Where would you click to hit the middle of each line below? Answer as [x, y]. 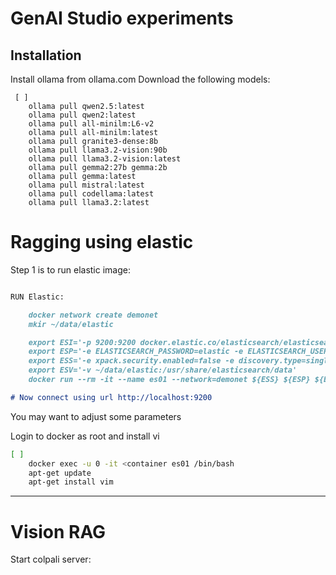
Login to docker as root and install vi [85, 436]
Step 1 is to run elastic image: [70, 269]
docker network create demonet [93, 315]
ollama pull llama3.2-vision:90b [98, 150]
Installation [46, 55]
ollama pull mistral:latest [86, 185]
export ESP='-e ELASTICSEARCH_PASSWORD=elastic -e [136, 352]
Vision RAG [58, 531]
